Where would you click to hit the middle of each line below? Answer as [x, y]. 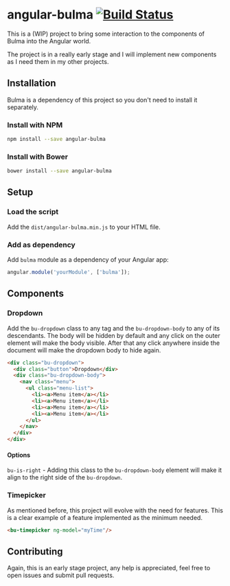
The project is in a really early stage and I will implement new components [112, 54]
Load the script [33, 212]
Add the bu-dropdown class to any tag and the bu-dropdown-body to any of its [114, 328]
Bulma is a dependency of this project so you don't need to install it [102, 100]
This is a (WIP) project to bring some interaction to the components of [106, 34]
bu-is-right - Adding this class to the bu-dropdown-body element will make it [114, 470]
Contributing [35, 551]
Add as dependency [41, 245]
